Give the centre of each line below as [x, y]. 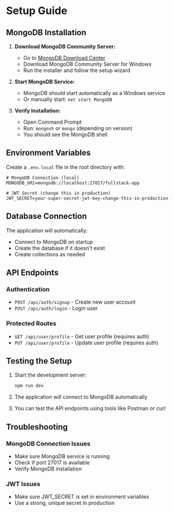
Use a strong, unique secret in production [65, 503]
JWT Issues [23, 484]
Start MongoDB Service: [45, 82]
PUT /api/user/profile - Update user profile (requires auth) [86, 343]
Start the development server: [51, 375]
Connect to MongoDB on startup [54, 242]
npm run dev [29, 386]
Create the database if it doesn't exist [60, 248]
